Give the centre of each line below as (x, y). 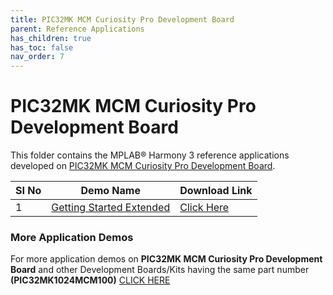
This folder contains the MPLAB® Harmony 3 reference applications (150, 155)
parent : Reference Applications (77, 29)
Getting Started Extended (111, 208)
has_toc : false (42, 47)
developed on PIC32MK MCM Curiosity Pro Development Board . (143, 166)
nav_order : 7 (37, 57)
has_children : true (51, 38)
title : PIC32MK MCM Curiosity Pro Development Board (122, 19)
